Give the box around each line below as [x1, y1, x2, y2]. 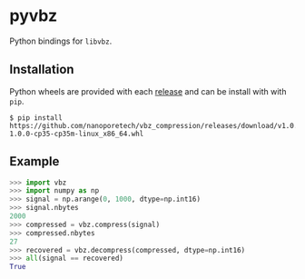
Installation [9, 62, 74, 77]
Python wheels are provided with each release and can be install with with [9, 85, 287, 96]
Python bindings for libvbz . [9, 35, 113, 46]
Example [9, 154, 60, 169]
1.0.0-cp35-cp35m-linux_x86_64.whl [9, 129, 144, 138]
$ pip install [9, 113, 64, 123]
